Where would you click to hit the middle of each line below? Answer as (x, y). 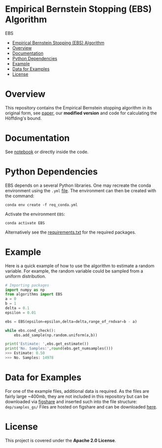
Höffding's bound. (23, 118)
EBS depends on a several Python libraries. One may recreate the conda (78, 185)
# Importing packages (27, 285)
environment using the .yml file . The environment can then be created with (81, 190)
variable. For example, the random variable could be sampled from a (74, 271)
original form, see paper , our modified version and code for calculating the (81, 113)
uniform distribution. (26, 276)
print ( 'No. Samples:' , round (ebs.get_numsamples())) (59, 348)
